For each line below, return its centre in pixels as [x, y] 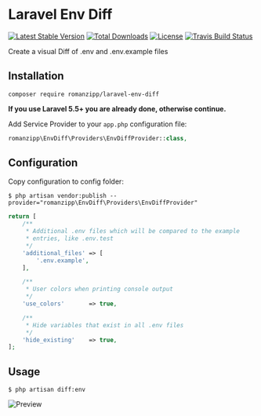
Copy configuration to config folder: [66, 181]
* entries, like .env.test [69, 239]
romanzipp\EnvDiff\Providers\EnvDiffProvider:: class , [98, 138]
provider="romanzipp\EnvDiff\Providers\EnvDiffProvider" [103, 203]
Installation [36, 76]
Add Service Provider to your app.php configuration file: [98, 124]
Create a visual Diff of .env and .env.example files [88, 51]
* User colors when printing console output [100, 289]
